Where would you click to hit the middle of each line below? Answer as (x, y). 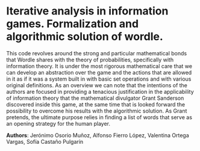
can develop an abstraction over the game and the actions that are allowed (99, 72)
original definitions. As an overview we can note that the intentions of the (97, 85)
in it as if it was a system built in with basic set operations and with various (99, 79)
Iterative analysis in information (87, 11)
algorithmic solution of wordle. (85, 37)
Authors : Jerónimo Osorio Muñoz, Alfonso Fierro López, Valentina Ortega (98, 135)
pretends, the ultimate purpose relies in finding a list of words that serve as (99, 117)
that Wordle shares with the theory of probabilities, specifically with (90, 60)
